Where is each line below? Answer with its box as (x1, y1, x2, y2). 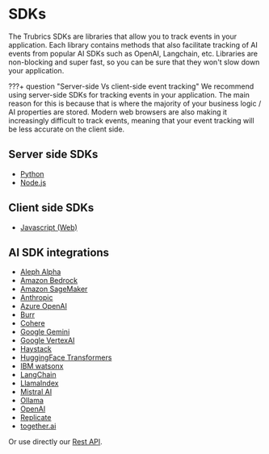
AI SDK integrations (8, 245, 110, 259)
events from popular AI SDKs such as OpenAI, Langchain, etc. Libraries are (8, 48, 258, 58)
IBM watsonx (19, 361, 64, 371)
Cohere (19, 319, 46, 328)
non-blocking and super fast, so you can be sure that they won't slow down (8, 57, 260, 67)
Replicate (19, 413, 52, 423)
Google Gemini (19, 327, 70, 337)
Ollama (19, 396, 44, 406)
